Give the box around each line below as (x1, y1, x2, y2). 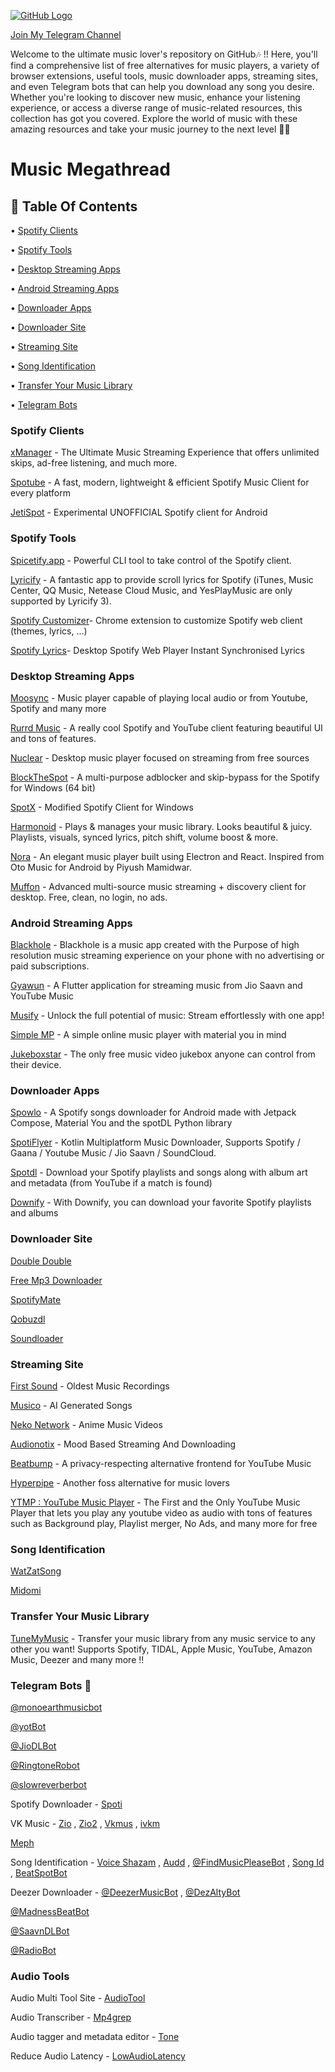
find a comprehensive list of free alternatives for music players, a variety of (10, 60, 320, 71)
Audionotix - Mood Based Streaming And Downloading (10, 1438, 237, 1450)
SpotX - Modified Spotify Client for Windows (10, 801, 194, 813)
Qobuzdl (10, 1313, 46, 1325)
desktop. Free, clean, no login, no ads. (10, 891, 168, 903)
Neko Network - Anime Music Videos (10, 1419, 163, 1431)
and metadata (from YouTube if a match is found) (10, 1177, 213, 1189)
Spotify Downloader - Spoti (10, 1798, 123, 1810)
